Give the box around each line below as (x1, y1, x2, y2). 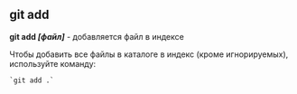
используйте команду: (9, 58, 97, 69)
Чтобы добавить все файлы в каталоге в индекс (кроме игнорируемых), (9, 49, 289, 60)
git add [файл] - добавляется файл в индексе (9, 31, 185, 42)
